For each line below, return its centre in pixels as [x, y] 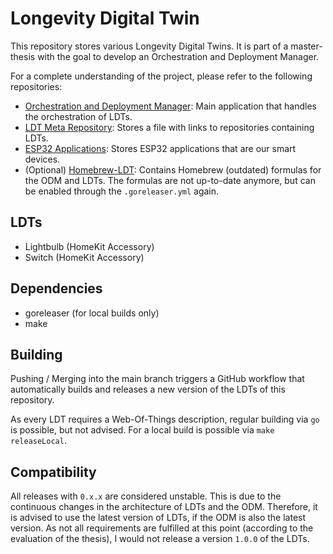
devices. [42, 159]
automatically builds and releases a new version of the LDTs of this [148, 389]
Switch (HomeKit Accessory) [84, 257]
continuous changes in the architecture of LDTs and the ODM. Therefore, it [164, 507]
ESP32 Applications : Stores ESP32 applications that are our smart [160, 148]
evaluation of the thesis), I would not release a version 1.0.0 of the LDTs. [160, 539]
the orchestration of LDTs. [78, 116]
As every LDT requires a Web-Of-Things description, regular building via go [165, 419]
